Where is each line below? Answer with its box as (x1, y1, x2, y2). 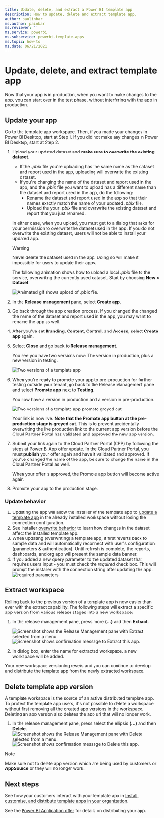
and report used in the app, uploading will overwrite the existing (19, 169, 148, 175)
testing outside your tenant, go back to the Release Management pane (12, 382, 154, 388)
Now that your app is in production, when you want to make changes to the (5, 91, 157, 97)
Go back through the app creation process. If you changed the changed (12, 308, 158, 314)
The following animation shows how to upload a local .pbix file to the (12, 269, 151, 275)
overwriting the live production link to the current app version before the (12, 426, 158, 432)
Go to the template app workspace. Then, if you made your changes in (5, 129, 148, 135)
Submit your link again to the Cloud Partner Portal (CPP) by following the (12, 441, 159, 447)
